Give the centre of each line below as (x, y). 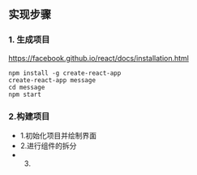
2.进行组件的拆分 (48, 146)
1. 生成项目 (29, 40)
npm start (25, 94)
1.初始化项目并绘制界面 (58, 135)
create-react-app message (52, 80)
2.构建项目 (29, 116)
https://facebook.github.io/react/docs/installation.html (98, 58)
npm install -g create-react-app (65, 73)
